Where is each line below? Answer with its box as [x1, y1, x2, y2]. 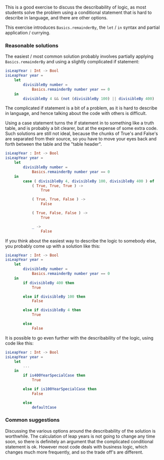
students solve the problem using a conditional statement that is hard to [5, 9, 152, 15]
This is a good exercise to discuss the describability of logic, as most [5, 4, 147, 10]
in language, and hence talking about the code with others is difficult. [5, 111, 147, 116]
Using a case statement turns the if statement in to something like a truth [5, 120, 154, 126]
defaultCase [31, 405, 57, 410]
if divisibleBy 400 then [23, 280, 75, 285]
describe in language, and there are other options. [5, 15, 108, 20]
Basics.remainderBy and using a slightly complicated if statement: [5, 59, 140, 65]
